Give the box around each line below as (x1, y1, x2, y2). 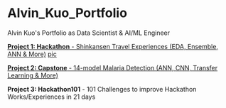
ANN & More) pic (7, 50, 57, 58)
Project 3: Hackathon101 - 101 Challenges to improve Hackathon (7, 85, 197, 93)
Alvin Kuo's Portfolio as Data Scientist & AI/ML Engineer (7, 28, 171, 37)
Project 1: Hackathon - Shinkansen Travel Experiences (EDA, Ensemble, (7, 42, 219, 50)
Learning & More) (7, 71, 59, 80)
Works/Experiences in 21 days (7, 92, 96, 101)
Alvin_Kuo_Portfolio (7, 5, 128, 21)
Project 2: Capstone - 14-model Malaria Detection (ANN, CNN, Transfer (7, 63, 218, 72)
